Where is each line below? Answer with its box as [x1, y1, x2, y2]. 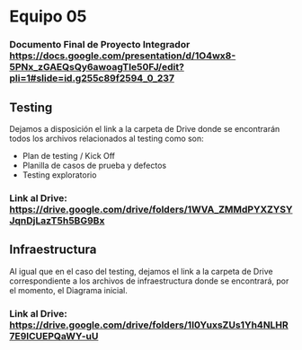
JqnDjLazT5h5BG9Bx [9, 214, 105, 226]
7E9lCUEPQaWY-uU [9, 329, 99, 342]
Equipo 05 [9, 6, 87, 27]
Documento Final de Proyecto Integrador [9, 39, 191, 51]
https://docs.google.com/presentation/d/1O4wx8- [9, 49, 236, 62]
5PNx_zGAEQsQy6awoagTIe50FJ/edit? [9, 61, 184, 74]
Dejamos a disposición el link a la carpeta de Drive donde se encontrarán [9, 123, 280, 134]
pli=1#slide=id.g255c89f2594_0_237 [9, 72, 175, 84]
